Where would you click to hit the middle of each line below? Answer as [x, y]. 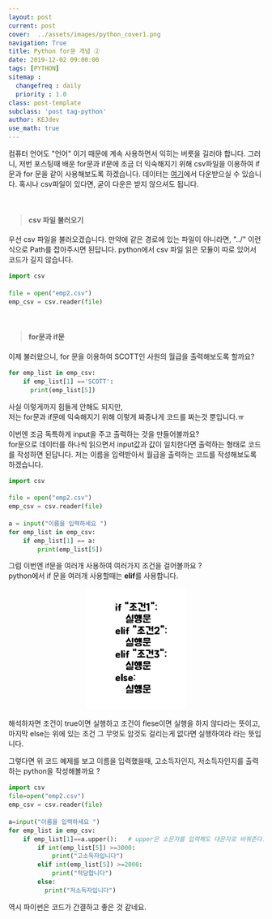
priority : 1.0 [41, 94]
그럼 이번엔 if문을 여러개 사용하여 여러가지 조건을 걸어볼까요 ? [105, 566]
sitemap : [25, 77]
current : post [32, 26]
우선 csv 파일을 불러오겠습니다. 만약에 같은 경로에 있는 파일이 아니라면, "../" [127, 239]
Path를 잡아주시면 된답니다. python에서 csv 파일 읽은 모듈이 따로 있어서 [143, 250]
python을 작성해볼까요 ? [62, 771]
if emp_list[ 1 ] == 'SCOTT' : [68, 382]
